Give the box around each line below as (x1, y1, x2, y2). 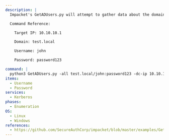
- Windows (10, 118, 30, 123)
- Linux (10, 113, 26, 118)
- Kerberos (10, 95, 33, 100)
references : (5, 123, 30, 128)
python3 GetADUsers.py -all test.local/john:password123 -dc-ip (10, 71, 147, 76)
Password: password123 (14, 57, 62, 63)
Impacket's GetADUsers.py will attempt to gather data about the (10, 12, 150, 17)
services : (5, 90, 26, 95)
